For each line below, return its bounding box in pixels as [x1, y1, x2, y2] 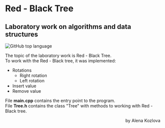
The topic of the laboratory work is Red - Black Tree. [5, 52, 112, 58]
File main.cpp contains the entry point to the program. [5, 98, 116, 103]
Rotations [12, 67, 32, 73]
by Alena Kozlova [125, 118, 161, 123]
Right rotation [19, 73, 47, 78]
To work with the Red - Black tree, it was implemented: [5, 58, 116, 64]
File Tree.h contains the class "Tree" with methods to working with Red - [5, 103, 153, 108]
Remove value [12, 88, 41, 94]
